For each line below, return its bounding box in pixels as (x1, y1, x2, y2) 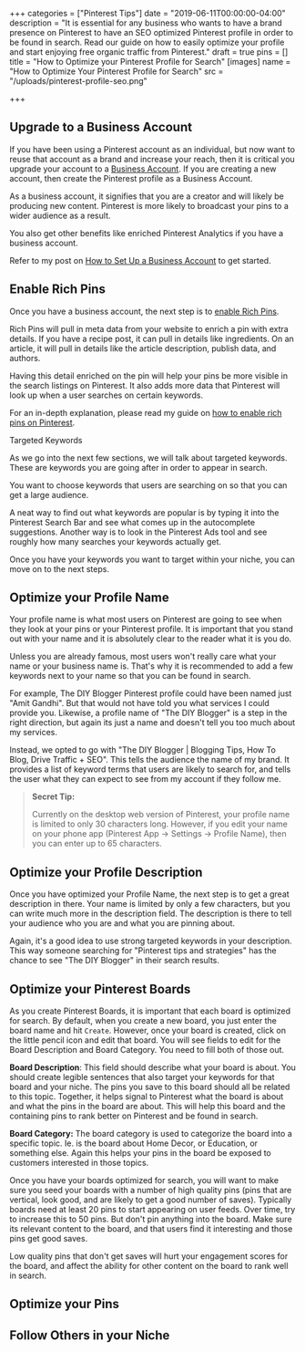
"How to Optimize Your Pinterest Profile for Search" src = (9, 66, 224, 77)
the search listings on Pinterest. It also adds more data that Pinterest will (9, 380, 280, 390)
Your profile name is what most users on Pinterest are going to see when (9, 614, 282, 625)
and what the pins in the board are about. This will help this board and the (9, 1101, 286, 1112)
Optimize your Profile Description (9, 864, 203, 879)
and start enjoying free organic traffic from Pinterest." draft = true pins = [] (9, 47, 289, 57)
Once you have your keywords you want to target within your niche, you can (9, 554, 296, 565)
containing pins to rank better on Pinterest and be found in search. (9, 1110, 259, 1121)
